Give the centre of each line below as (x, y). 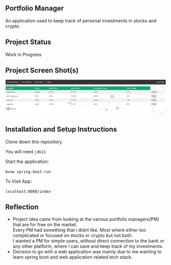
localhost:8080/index (28, 191)
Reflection (22, 207)
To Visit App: (19, 181)
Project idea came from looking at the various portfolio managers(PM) (86, 219)
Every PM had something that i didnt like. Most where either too (79, 230)
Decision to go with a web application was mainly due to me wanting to (87, 252)
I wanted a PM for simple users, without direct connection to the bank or (88, 241)
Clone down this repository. (34, 142)
